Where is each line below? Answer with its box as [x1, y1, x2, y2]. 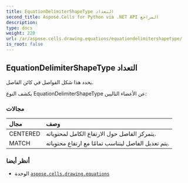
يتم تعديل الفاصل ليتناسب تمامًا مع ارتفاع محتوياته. [46, 139, 170, 147]
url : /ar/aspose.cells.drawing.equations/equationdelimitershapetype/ [6, 36, 183, 42]
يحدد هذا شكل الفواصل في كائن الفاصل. [6, 79, 94, 86]
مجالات [6, 104, 25, 113]
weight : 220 [6, 30, 35, 36]
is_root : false [6, 42, 43, 48]
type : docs [6, 25, 33, 31]
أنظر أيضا [6, 157, 30, 165]
